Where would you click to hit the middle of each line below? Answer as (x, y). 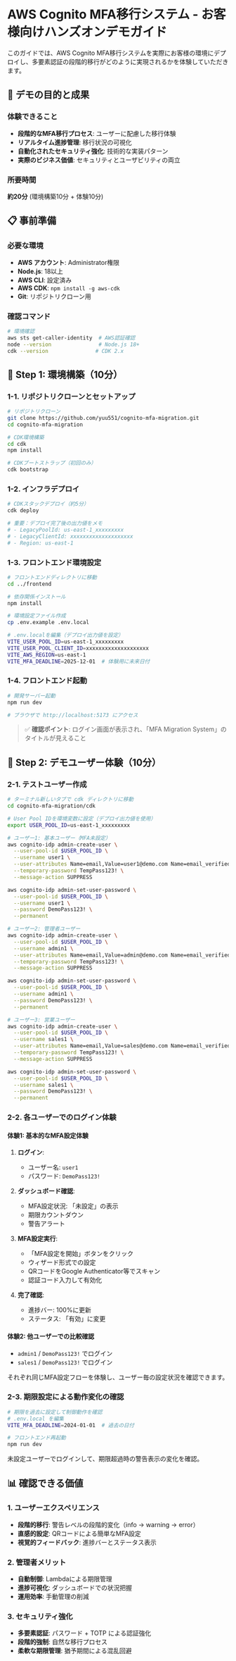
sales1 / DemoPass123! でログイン (65, 1362)
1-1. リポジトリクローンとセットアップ (71, 397)
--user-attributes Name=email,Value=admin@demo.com (91, 955)
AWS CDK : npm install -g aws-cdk (69, 288)
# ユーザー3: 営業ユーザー (41, 1020)
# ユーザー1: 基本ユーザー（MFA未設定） (59, 838)
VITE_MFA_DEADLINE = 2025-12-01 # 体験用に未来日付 (79, 661)
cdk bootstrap (28, 470)
